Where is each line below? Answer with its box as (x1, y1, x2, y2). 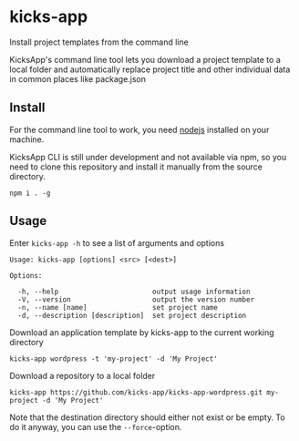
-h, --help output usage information (17, 287, 251, 296)
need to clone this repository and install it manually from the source (9, 161, 263, 172)
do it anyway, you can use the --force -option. (9, 421, 182, 432)
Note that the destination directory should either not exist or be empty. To (9, 412, 285, 423)
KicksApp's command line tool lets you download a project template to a (9, 54, 281, 65)
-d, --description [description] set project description (17, 311, 247, 320)
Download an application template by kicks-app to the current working (9, 326, 275, 338)
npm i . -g (9, 189, 51, 198)
